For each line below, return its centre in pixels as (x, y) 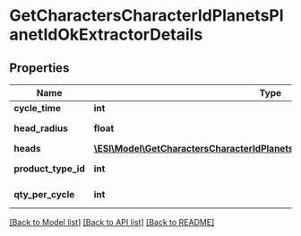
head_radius (41, 128)
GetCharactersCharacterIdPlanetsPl (146, 16)
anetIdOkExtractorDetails (106, 35)
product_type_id (49, 169)
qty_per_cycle (44, 194)
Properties (39, 68)
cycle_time (37, 108)
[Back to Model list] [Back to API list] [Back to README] (112, 222)
